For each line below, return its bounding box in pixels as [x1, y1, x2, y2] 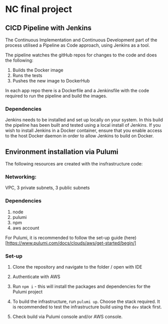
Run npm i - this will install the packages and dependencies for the [12, 283, 151, 289]
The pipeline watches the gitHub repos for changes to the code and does [5, 52, 157, 58]
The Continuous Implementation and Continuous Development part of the [5, 37, 157, 43]
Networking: [5, 174, 37, 181]
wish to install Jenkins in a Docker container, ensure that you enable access [5, 127, 162, 134]
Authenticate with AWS [12, 274, 60, 280]
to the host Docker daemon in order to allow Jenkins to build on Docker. [5, 133, 154, 139]
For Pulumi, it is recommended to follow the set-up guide [5, 234, 123, 240]
